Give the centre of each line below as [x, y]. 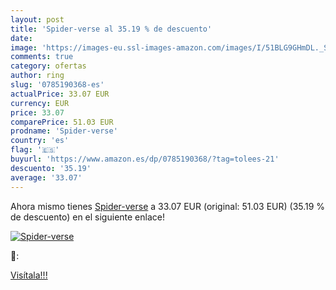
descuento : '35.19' [51, 168]
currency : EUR [40, 103]
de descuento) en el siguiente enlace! [87, 217]
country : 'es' [40, 141]
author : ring [37, 76]
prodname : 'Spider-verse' [64, 131]
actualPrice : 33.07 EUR [60, 94]
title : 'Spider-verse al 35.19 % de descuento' [111, 29]
